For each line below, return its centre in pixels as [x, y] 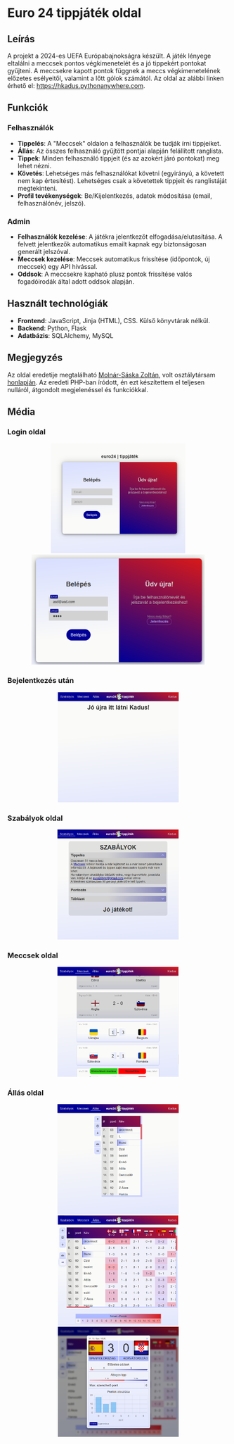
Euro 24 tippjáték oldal [74, 13]
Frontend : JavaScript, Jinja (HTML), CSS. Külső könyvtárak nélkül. [114, 320]
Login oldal [26, 432]
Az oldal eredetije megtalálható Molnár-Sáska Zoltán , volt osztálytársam [111, 375]
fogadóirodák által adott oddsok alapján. [76, 281]
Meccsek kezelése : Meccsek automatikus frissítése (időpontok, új [113, 259]
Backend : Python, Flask [52, 328]
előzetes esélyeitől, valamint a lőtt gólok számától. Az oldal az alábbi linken [116, 78]
